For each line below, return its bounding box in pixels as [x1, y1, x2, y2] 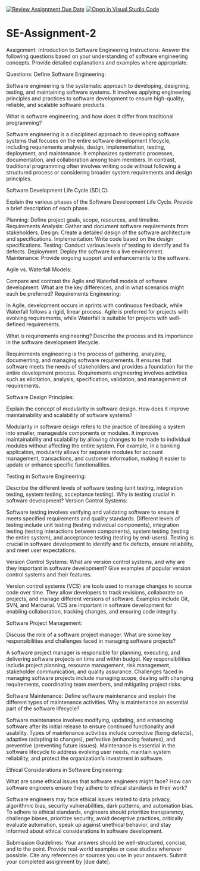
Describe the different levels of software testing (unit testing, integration [6, 484, 183, 491]
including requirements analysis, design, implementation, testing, [6, 143, 165, 151]
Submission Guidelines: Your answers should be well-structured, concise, [6, 839, 187, 846]
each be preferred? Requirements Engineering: [6, 290, 121, 297]
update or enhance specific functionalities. [6, 461, 111, 468]
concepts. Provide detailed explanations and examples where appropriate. [6, 59, 189, 66]
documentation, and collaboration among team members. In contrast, [6, 156, 176, 163]
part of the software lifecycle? [6, 705, 80, 712]
